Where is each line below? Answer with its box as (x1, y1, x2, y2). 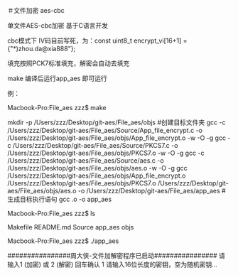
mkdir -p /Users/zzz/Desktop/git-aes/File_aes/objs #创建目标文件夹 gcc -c (7, 118, 226, 126)
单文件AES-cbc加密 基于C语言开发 (7, 21, 109, 30)
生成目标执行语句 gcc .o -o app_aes (7, 195, 112, 203)
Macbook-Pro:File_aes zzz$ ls (7, 209, 96, 217)
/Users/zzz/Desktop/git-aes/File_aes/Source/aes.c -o (7, 156, 165, 165)
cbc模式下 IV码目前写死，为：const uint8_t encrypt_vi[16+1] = (7, 36, 188, 45)
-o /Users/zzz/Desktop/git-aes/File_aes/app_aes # (77, 187, 226, 195)
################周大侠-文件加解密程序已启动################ (7, 252, 218, 259)
